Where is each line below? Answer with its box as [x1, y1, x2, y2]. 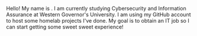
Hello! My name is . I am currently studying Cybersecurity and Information [6, 5, 186, 12]
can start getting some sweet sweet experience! [6, 23, 124, 30]
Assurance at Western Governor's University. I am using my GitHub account [6, 11, 191, 18]
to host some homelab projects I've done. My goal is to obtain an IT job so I [6, 17, 189, 24]
